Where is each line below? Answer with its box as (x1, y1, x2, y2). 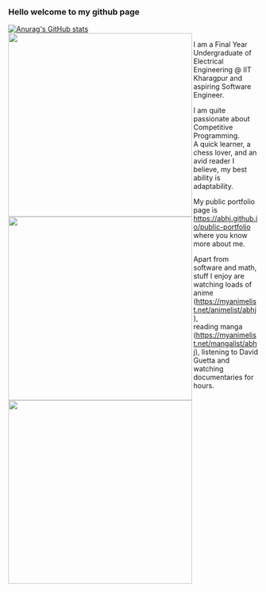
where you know (193, 231, 248, 240)
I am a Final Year (193, 40, 248, 49)
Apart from (193, 255, 229, 264)
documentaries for (193, 372, 254, 382)
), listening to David (195, 348, 259, 357)
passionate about (193, 114, 250, 124)
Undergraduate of (193, 48, 253, 58)
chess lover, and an (193, 148, 257, 157)
